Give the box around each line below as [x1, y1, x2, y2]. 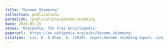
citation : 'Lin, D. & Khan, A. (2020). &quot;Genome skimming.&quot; [5, 35, 153, 40]
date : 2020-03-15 [5, 21, 41, 26]
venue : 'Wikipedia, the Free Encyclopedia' [5, 26, 97, 31]
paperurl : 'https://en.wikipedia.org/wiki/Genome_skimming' [5, 30, 133, 35]
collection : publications [5, 12, 59, 17]
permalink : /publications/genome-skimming [5, 16, 95, 21]
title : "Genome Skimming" [5, 7, 59, 12]
